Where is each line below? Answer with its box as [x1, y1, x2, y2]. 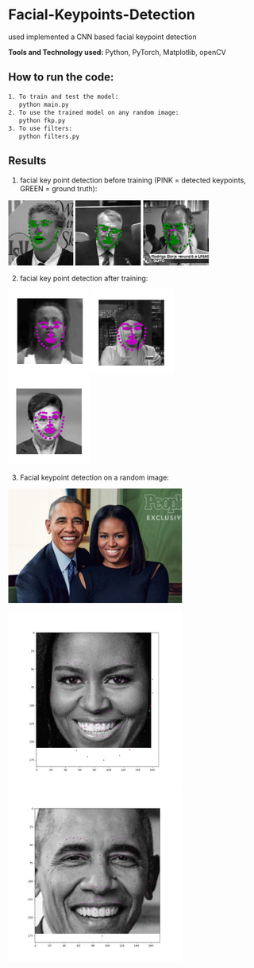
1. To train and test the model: [8, 92, 119, 100]
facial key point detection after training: [19, 273, 148, 283]
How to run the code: [8, 70, 114, 84]
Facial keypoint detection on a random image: [19, 472, 169, 482]
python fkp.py [18, 116, 66, 124]
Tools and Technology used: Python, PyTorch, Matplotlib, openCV [8, 47, 226, 57]
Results [8, 154, 47, 168]
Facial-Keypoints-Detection [8, 6, 196, 24]
